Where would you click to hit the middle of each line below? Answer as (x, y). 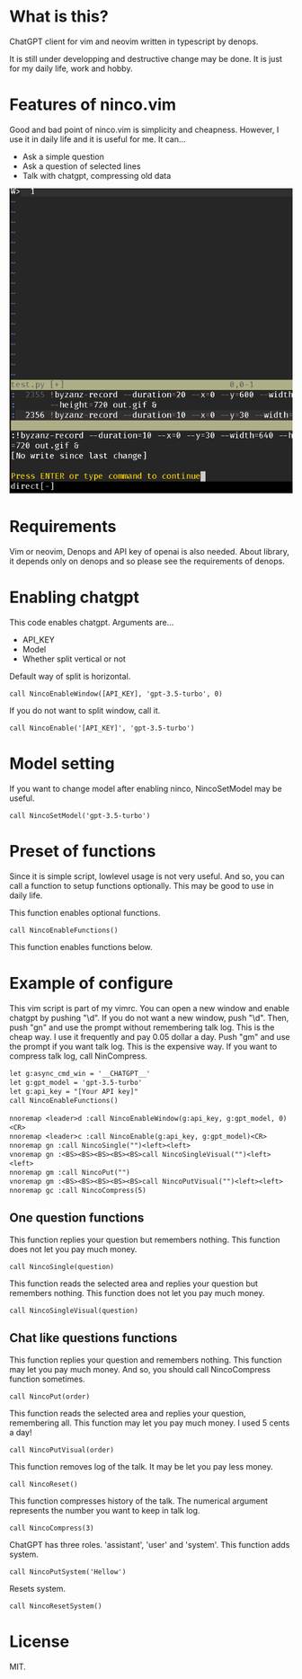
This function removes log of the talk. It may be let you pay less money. (142, 1466)
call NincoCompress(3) (52, 1528)
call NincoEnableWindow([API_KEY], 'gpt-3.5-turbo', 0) (116, 694)
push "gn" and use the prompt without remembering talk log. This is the (142, 1027)
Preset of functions (83, 852)
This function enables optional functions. (85, 913)
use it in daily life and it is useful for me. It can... (98, 139)
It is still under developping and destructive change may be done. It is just (146, 58)
